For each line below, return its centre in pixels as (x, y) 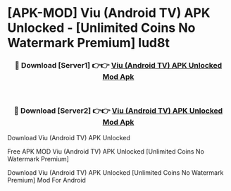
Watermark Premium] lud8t (89, 43)
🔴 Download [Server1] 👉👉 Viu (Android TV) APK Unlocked (118, 66)
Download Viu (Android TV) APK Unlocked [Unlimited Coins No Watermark (115, 172)
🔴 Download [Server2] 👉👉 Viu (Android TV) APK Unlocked (118, 111)
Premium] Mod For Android (47, 180)
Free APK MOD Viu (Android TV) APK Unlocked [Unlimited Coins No (106, 151)
